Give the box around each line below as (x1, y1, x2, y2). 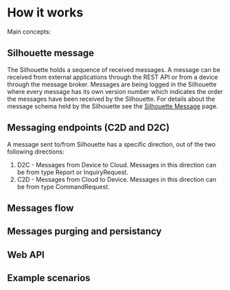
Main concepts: (7, 27, 51, 36)
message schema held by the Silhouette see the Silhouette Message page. (7, 101, 218, 110)
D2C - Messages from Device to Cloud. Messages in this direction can (16, 160, 216, 169)
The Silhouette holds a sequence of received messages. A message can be (7, 65, 221, 73)
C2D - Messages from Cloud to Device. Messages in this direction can (16, 175, 216, 183)
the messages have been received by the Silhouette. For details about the (7, 95, 216, 103)
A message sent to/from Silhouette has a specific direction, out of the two (7, 140, 216, 148)
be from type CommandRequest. (16, 182, 110, 191)
